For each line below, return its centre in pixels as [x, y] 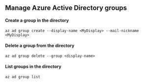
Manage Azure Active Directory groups [66, 8]
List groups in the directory [33, 67]
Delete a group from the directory [40, 46]
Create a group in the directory [37, 20]
